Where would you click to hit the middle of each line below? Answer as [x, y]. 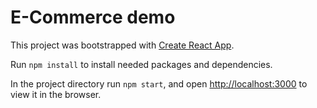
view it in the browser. [56, 94]
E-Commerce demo [93, 17]
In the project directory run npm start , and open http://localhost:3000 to [159, 83]
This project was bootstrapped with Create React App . [122, 45]
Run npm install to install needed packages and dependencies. [141, 64]
